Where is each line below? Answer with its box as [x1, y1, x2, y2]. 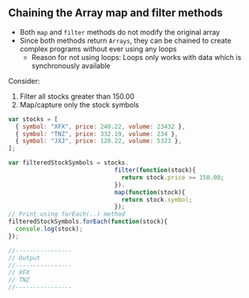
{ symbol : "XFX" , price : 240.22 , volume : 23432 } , [15, 123, 186, 130]
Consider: [8, 76, 40, 85]
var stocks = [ [8, 115, 58, 123]
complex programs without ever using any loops [19, 43, 177, 54]
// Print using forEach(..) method [8, 210, 126, 218]
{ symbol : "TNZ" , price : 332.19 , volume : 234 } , [15, 130, 179, 138]
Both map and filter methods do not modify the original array [19, 27, 221, 36]
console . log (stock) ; [15, 225, 83, 233]
